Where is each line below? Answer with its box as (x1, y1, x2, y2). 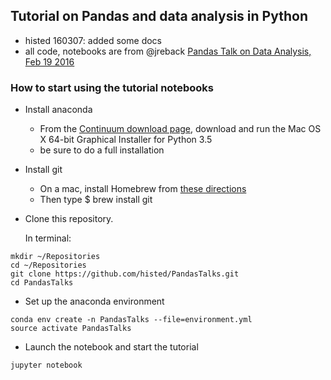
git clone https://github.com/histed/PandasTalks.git (10, 269, 240, 279)
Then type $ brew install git (39, 194, 153, 206)
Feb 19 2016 (24, 55, 75, 68)
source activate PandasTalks (10, 324, 132, 334)
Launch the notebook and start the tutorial (24, 341, 199, 353)
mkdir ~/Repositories (10, 252, 101, 262)
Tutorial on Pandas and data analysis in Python (10, 8, 308, 25)
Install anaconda (24, 104, 93, 116)
